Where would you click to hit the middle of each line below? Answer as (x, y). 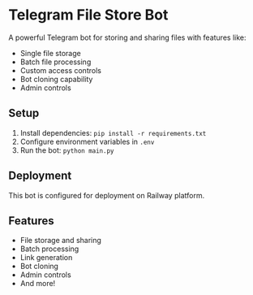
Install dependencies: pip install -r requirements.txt (113, 132)
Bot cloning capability (56, 79)
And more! (38, 284)
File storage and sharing (60, 241)
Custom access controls (60, 70)
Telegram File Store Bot (88, 15)
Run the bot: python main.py (67, 150)
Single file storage (50, 53)
